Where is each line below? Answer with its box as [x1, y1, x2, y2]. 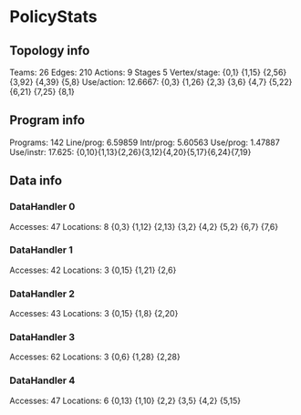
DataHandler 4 [9, 374, 76, 387]
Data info [9, 173, 62, 189]
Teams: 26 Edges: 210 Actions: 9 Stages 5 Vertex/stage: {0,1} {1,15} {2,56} [9, 67, 287, 78]
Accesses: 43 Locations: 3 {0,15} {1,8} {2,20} [9, 308, 179, 319]
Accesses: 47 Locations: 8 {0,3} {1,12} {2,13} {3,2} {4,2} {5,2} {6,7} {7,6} [9, 221, 279, 232]
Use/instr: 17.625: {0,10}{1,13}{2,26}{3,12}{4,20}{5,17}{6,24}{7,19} [9, 146, 252, 157]
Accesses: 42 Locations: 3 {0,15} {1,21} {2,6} [9, 265, 177, 275]
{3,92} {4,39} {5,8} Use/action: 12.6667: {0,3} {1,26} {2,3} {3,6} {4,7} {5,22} [9, 77, 293, 88]
